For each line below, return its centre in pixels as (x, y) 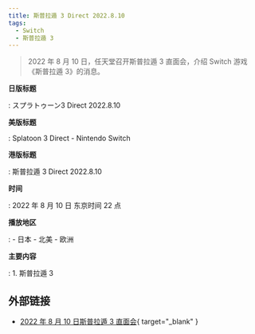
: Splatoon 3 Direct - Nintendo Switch (69, 138)
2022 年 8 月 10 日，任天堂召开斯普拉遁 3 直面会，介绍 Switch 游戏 (138, 61)
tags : (17, 23)
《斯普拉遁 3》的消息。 (66, 72)
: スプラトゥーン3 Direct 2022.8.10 (65, 105)
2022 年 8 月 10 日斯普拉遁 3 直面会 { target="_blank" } (109, 322)
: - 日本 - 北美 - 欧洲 (41, 239)
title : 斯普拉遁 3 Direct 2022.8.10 (67, 16)
